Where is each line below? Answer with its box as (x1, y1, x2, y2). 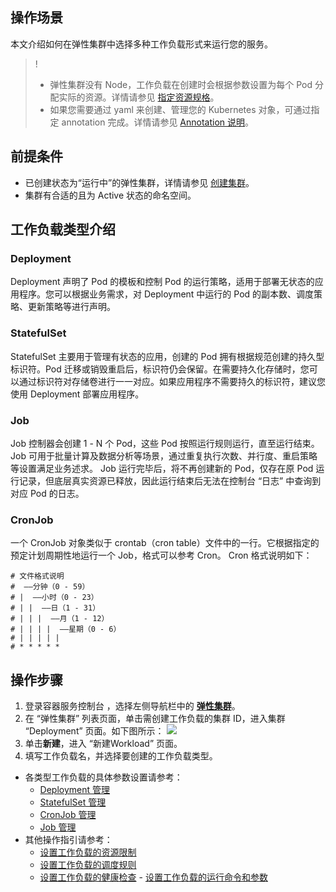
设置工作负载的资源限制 (39, 846, 137, 858)
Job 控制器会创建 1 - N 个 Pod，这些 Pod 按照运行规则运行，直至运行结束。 (10, 437, 320, 449)
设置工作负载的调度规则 (39, 859, 137, 871)
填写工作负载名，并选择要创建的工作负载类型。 (24, 750, 218, 762)
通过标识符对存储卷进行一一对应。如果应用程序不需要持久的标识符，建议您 (18, 375, 326, 387)
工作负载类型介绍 (10, 221, 116, 238)
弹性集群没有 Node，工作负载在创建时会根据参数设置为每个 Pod (49, 78, 313, 90)
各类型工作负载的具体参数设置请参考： (24, 771, 183, 783)
